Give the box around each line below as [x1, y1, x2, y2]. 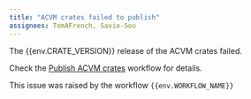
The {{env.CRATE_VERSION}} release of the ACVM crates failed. [9, 45, 243, 56]
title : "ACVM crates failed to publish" [9, 12, 161, 22]
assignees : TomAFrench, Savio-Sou [9, 21, 137, 30]
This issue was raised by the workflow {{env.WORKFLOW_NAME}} [9, 80, 234, 90]
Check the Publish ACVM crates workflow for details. [9, 63, 202, 73]
